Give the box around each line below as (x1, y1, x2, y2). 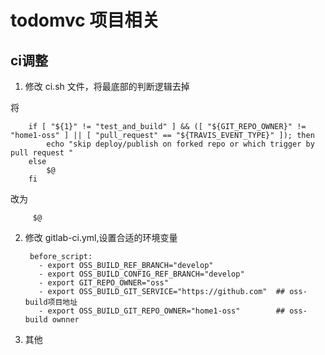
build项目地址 (24, 297, 78, 307)
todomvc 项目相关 (10, 9, 160, 32)
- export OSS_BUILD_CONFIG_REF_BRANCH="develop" (38, 269, 245, 279)
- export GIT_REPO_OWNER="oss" (38, 278, 169, 288)
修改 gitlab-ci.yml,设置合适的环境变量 (24, 232, 178, 243)
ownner (51, 315, 80, 325)
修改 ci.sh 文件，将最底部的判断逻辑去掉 (24, 81, 190, 92)
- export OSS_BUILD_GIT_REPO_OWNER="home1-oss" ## (38, 306, 286, 316)
